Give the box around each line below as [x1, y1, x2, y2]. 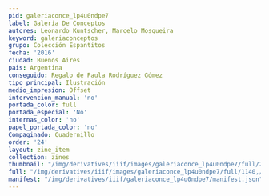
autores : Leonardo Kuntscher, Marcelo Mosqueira [8, 26, 174, 34]
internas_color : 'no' [8, 116, 81, 124]
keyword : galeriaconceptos [8, 34, 98, 42]
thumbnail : [8, 161, 45, 169]
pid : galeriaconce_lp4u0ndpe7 [8, 11, 110, 20]
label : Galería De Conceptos [8, 19, 106, 27]
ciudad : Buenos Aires [8, 57, 81, 65]
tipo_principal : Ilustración [8, 78, 106, 86]
